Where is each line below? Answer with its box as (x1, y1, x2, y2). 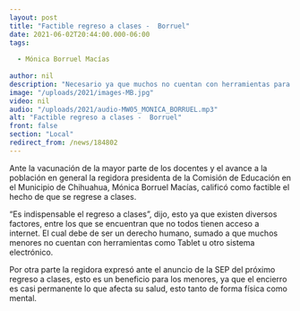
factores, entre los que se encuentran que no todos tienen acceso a (9, 218, 260, 229)
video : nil (9, 96, 50, 106)
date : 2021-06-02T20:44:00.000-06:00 (9, 30, 150, 39)
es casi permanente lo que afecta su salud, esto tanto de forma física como (9, 283, 288, 294)
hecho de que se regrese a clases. (9, 191, 137, 202)
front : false (9, 122, 58, 131)
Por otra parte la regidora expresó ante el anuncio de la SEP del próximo (9, 263, 276, 274)
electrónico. (9, 246, 54, 257)
